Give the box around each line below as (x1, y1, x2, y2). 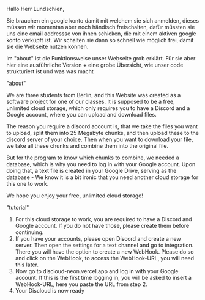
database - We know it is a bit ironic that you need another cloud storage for (6, 174, 199, 181)
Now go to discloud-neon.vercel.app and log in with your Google (15, 268, 179, 274)
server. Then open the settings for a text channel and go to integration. (15, 241, 194, 249)
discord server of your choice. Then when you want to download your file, (6, 136, 193, 143)
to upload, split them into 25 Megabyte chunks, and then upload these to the (6, 130, 199, 136)
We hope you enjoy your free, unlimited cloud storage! (6, 192, 144, 199)
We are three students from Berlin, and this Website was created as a (6, 92, 181, 98)
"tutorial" (6, 204, 29, 211)
